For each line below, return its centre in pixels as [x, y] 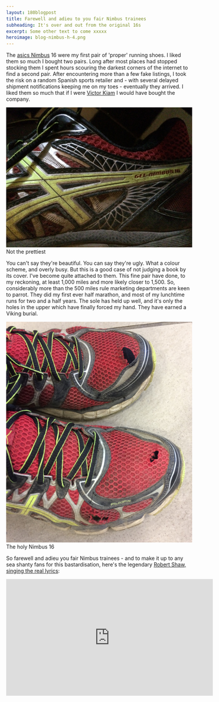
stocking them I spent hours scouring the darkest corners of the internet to [97, 68]
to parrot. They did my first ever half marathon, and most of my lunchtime [95, 295]
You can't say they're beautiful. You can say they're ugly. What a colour [93, 263]
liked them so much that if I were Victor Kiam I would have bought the [91, 93]
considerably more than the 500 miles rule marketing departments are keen [98, 289]
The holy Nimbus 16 [30, 547]
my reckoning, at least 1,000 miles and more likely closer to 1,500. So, [91, 282]
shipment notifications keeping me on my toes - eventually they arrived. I [95, 86]
